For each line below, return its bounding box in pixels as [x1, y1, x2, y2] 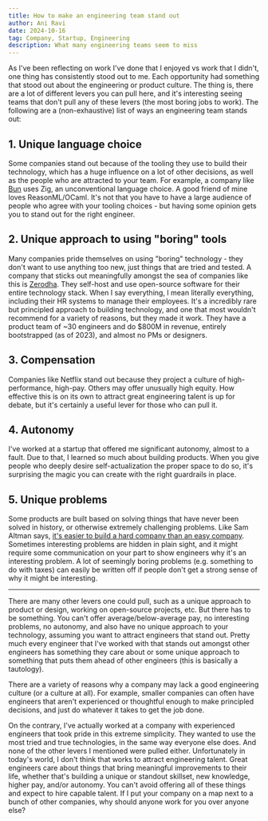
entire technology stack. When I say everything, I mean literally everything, [8, 288, 254, 297]
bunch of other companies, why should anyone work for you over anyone [8, 797, 250, 807]
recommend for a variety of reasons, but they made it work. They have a [8, 313, 246, 323]
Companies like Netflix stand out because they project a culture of [8, 375, 226, 384]
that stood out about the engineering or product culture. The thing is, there [8, 81, 254, 90]
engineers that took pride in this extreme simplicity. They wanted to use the [8, 729, 256, 739]
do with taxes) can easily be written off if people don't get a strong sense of [8, 565, 258, 575]
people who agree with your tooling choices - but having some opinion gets [8, 200, 257, 210]
